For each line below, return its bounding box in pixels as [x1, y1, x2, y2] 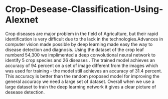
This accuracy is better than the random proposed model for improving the [5, 73, 159, 79]
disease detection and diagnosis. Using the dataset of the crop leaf [5, 46, 144, 52]
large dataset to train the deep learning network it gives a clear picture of [5, 83, 156, 89]
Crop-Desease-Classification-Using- [5, 3, 163, 15]
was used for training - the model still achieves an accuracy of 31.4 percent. [5, 67, 162, 73]
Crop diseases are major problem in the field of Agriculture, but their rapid [5, 30, 158, 36]
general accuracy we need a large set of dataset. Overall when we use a [5, 78, 154, 84]
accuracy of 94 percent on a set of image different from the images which [5, 62, 158, 68]
